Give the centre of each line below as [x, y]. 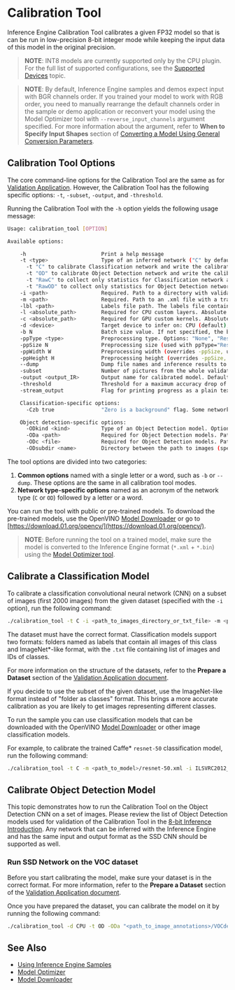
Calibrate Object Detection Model [81, 790]
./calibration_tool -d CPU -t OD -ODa [64, 926]
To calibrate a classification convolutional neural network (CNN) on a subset [117, 593]
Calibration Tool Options [61, 163]
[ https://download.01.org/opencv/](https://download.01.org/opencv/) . [107, 525]
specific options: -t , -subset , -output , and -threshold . [85, 195]
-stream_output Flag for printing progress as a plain [119, 390]
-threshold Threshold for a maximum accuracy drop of [123, 384]
